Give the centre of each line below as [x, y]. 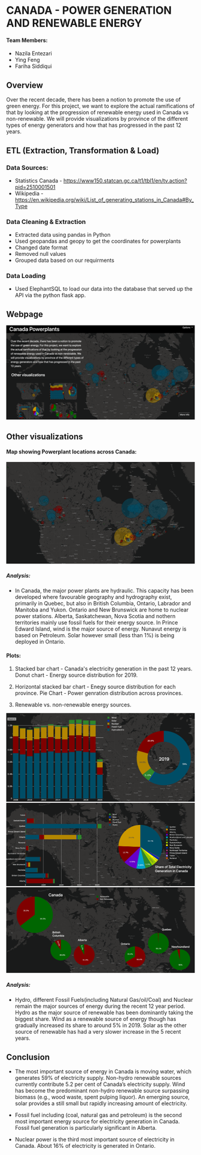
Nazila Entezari [33, 53]
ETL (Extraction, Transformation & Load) [83, 150]
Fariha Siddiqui [33, 66]
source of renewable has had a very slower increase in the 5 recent [98, 1032]
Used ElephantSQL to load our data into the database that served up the [103, 289]
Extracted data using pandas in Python [63, 235]
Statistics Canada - [38, 180]
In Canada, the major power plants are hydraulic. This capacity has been [104, 591]
